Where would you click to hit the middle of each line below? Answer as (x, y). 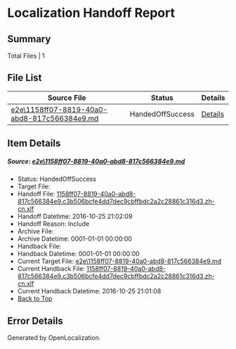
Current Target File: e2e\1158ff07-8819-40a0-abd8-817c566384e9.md (119, 261)
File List (25, 78)
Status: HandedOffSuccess (57, 179)
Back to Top (35, 299)
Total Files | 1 (26, 56)
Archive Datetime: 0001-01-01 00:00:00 (74, 239)
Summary (29, 39)
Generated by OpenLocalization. (54, 337)
